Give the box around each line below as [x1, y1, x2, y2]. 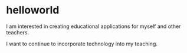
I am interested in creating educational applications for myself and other [6, 23, 181, 30]
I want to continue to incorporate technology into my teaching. [6, 40, 158, 47]
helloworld [6, 3, 60, 17]
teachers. [6, 29, 29, 36]
